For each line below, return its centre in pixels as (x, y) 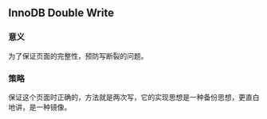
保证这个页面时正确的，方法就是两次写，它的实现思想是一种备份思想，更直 (130, 97)
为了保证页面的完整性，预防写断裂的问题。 (78, 56)
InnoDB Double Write (61, 13)
